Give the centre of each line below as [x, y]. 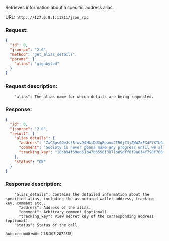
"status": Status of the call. [47, 225]
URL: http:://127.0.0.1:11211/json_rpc [47, 17]
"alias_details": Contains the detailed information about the [82, 194]
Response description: [33, 184]
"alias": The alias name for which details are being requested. [84, 97]
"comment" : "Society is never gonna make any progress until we [87, 148]
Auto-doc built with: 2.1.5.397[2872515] [39, 234]
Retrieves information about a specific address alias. [60, 7]
